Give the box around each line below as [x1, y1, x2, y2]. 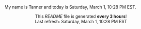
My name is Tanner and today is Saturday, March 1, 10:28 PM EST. [4, 4, 137, 10]
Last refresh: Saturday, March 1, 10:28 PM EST [34, 19, 127, 24]
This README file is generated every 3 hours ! [35, 14, 127, 19]
